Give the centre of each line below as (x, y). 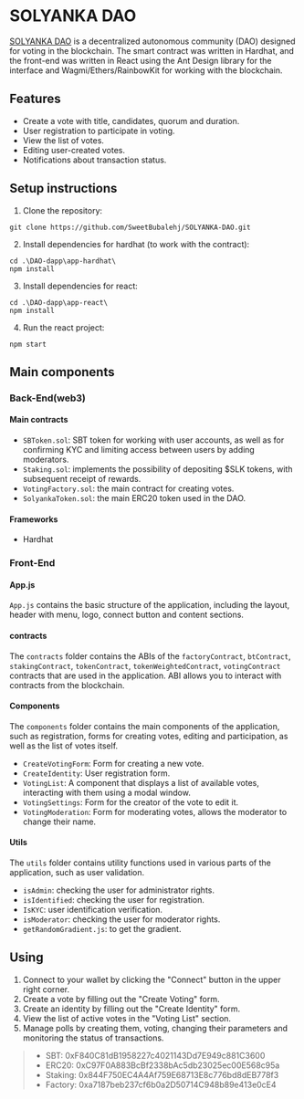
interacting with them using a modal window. (107, 792)
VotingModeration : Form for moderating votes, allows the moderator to (155, 811)
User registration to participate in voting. (99, 131)
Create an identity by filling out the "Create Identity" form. (131, 1009)
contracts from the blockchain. (67, 685)
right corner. (46, 989)
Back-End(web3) (48, 398)
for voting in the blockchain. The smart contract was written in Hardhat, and (152, 50)
